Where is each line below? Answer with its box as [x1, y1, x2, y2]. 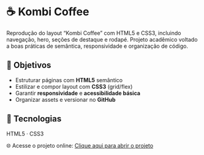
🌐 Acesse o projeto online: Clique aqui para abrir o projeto [6, 142, 154, 149]
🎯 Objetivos [6, 60, 51, 70]
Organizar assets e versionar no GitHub [15, 96, 116, 103]
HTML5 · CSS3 [6, 130, 44, 137]
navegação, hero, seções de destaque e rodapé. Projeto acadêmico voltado [6, 36, 198, 43]
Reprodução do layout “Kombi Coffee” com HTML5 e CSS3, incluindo [6, 29, 181, 37]
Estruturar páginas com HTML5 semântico [15, 76, 123, 83]
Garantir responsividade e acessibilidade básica [15, 89, 141, 97]
